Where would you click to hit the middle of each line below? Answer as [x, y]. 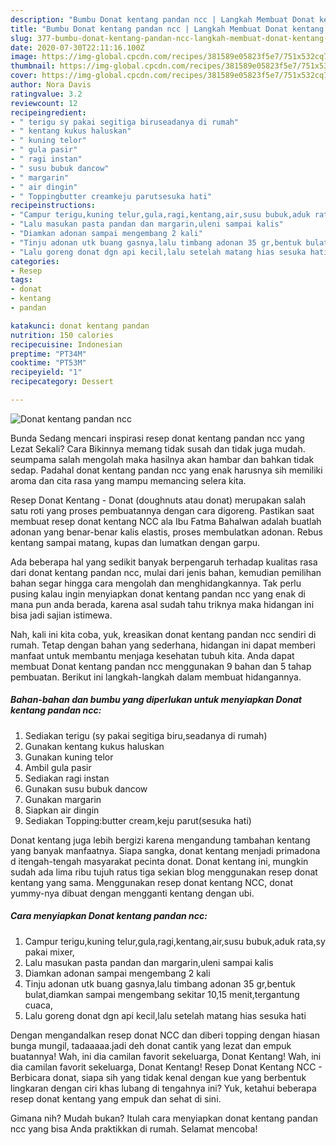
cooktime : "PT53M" [48, 363]
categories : [35, 261]
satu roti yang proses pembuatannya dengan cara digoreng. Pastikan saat [162, 510]
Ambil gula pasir [58, 767]
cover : [24, 76]
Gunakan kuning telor [69, 757]
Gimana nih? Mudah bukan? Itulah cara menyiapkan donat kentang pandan [164, 1118]
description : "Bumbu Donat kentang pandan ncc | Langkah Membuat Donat [162, 19]
